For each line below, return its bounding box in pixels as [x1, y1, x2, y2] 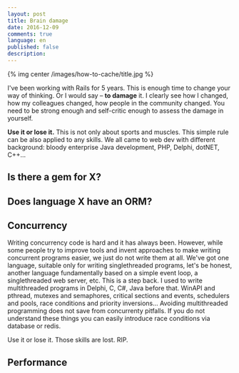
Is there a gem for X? [7, 171, 102, 183]
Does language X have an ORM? [7, 195, 153, 208]
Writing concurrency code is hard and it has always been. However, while [7, 238, 223, 247]
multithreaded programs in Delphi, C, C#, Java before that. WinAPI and [7, 284, 215, 292]
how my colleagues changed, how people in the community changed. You [7, 98, 225, 107]
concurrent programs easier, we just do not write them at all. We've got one [7, 254, 230, 262]
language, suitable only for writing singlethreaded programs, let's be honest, [7, 261, 233, 270]
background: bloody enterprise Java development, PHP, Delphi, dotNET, [7, 143, 220, 151]
